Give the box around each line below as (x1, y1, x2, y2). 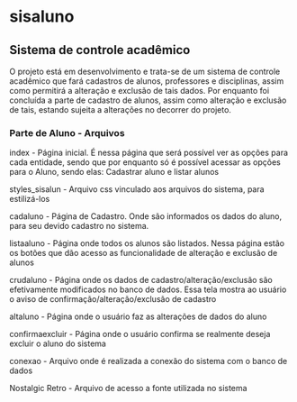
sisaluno (9, 6, 75, 27)
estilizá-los (9, 194, 50, 205)
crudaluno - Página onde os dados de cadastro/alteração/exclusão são (9, 275, 273, 286)
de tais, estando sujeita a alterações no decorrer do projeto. (9, 105, 232, 114)
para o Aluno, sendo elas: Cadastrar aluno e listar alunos (9, 167, 219, 178)
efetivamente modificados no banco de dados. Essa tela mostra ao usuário (9, 284, 287, 295)
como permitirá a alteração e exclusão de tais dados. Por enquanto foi (9, 86, 270, 96)
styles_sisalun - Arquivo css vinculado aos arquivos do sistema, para (9, 184, 265, 195)
